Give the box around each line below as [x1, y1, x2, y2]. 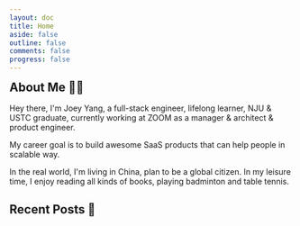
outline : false [9, 38, 67, 48]
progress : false [9, 55, 70, 64]
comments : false [9, 47, 70, 56]
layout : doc [9, 13, 54, 23]
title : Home [9, 22, 54, 31]
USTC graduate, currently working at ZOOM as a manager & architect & [9, 113, 274, 122]
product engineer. [9, 122, 76, 132]
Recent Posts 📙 [9, 202, 96, 217]
